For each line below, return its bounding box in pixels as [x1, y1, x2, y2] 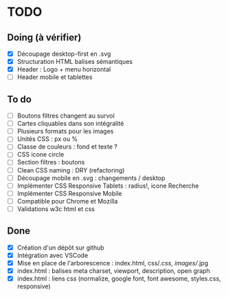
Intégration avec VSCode [16, 251, 89, 259]
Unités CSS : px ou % [16, 135, 78, 143]
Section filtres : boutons [16, 158, 85, 166]
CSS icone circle [16, 151, 65, 159]
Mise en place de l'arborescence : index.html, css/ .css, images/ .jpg [16, 258, 209, 267]
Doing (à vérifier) [7, 32, 82, 43]
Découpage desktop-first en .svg [16, 49, 111, 58]
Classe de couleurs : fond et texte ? [16, 142, 118, 151]
